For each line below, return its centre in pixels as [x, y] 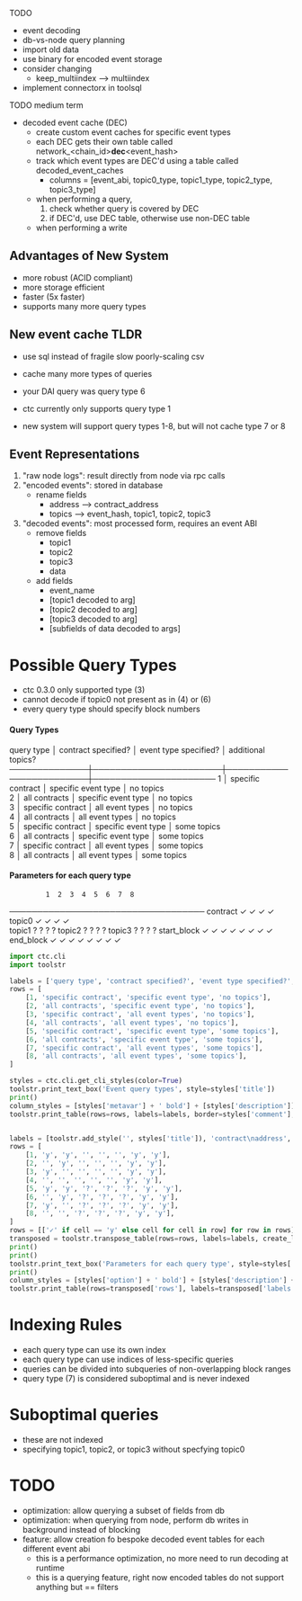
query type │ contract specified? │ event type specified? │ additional [137, 749]
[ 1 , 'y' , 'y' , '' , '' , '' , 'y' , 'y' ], [98, 1155]
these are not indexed [62, 1440]
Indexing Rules [66, 1325]
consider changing [57, 68]
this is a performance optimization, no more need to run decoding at [162, 1558]
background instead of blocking [81, 1529]
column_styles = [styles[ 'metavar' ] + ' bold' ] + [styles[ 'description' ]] [152, 1105]
